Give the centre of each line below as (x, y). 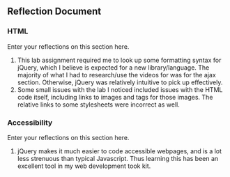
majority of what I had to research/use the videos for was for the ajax (116, 75)
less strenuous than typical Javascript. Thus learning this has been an (118, 158)
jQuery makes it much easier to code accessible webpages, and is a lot (119, 151)
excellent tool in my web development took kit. (84, 166)
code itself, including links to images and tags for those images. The (115, 97)
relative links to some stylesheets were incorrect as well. (98, 105)
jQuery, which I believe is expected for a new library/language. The (113, 67)
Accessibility (30, 123)
